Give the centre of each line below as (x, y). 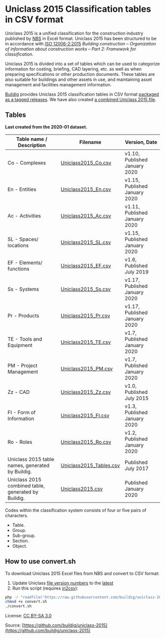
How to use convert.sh (41, 561)
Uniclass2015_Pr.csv (85, 316)
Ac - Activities (24, 215)
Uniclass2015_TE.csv (86, 342)
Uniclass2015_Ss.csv (86, 289)
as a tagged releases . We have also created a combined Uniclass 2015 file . (81, 99)
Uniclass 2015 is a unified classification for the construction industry (74, 33)
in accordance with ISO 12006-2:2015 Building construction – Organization (81, 43)
